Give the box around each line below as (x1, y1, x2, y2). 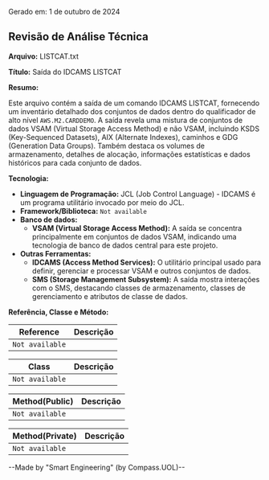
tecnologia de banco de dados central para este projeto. (31, 240, 218, 250)
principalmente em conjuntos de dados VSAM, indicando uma (31, 232, 237, 241)
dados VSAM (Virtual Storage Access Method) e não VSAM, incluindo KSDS (8, 124, 259, 133)
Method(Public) (12, 396, 74, 407)
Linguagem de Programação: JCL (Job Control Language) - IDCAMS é (19, 189, 256, 199)
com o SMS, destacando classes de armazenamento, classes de (31, 283, 247, 293)
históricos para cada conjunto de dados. (8, 158, 142, 167)
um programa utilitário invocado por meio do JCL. (19, 197, 185, 207)
